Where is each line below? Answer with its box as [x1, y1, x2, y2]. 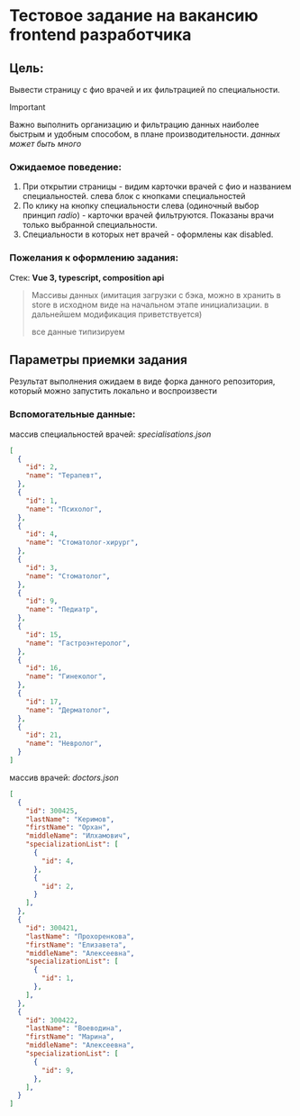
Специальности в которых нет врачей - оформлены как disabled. [22, 229, 274, 240]
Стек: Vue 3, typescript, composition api [9, 272, 165, 283]
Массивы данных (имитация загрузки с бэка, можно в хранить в [31, 289, 281, 300]
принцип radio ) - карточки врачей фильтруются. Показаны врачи [22, 210, 275, 221]
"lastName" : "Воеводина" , [25, 1024, 123, 1033]
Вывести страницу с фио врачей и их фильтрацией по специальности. [9, 85, 281, 95]
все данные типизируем [31, 326, 125, 337]
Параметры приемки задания [9, 352, 187, 367]
